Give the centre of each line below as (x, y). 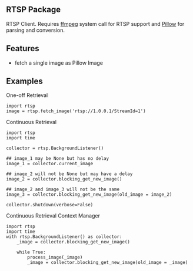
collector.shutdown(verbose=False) (50, 205)
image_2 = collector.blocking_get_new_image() (64, 179)
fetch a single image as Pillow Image (59, 63)
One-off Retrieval (27, 95)
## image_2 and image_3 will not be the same (63, 190)
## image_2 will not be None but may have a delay (69, 174)
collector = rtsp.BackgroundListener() (55, 148)
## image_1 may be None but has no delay (58, 159)
